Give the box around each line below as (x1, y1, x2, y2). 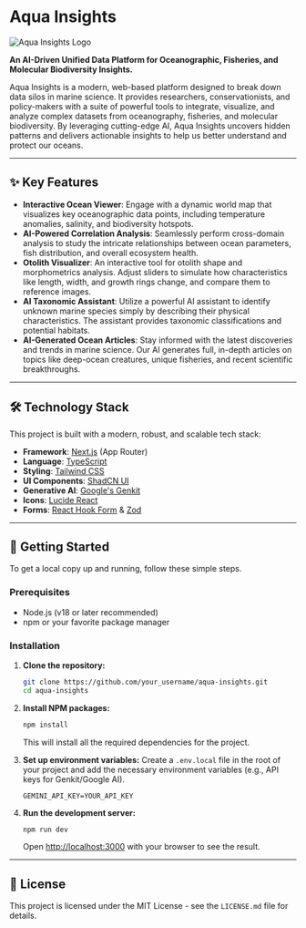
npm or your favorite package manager (22, 616, 170, 627)
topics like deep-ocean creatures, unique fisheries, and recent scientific (22, 354, 293, 365)
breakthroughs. (22, 363, 81, 375)
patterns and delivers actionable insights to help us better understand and (9, 129, 287, 140)
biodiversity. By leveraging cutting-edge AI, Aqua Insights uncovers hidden (9, 120, 291, 131)
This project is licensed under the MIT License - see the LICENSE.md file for (9, 901, 289, 912)
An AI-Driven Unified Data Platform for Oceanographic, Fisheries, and (9, 54, 279, 65)
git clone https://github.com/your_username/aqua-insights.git (22, 677, 269, 686)
